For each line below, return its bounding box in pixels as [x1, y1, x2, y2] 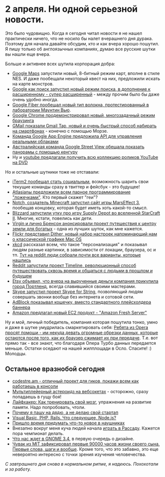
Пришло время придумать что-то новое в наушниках [12, 420, 125, 426]
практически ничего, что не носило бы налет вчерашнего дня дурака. [5, 36, 153, 41]
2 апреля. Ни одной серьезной [5, 3, 138, 15]
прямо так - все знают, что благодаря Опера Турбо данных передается [5, 340, 156, 346]
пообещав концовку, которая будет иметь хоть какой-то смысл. [12, 205, 148, 211]
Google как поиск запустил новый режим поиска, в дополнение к [12, 86, 151, 92]
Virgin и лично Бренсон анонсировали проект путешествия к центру [12, 220, 157, 226]
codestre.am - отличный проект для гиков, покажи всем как [12, 378, 139, 384]
